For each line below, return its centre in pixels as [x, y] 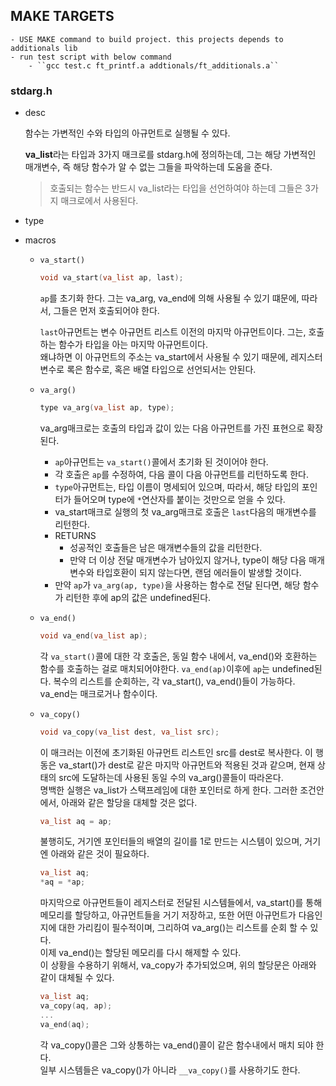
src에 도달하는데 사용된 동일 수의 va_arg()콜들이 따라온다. [171, 777]
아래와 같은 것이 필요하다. [100, 854]
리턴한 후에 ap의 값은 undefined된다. [138, 597]
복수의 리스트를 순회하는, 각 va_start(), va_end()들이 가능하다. [174, 681]
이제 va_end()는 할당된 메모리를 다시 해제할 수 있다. [140, 953]
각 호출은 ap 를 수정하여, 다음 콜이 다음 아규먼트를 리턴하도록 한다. [181, 474]
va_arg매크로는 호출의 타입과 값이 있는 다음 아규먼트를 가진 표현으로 [172, 428]
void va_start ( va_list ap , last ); [111, 278]
